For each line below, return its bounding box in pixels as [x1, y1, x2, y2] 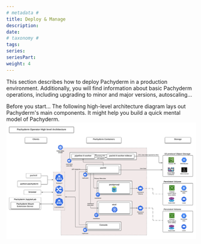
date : [6, 29, 20, 35]
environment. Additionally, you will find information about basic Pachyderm [6, 85, 193, 92]
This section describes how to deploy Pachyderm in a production [6, 78, 168, 85]
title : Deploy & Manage [6, 16, 66, 22]
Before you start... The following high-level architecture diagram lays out [6, 103, 186, 110]
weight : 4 [6, 60, 31, 66]
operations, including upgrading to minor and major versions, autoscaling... [6, 91, 193, 98]
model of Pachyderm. [6, 115, 60, 123]
